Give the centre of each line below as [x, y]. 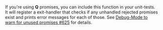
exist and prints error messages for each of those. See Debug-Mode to [76, 17]
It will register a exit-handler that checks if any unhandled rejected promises [81, 12]
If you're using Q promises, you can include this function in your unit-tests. [80, 7]
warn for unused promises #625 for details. [49, 22]
